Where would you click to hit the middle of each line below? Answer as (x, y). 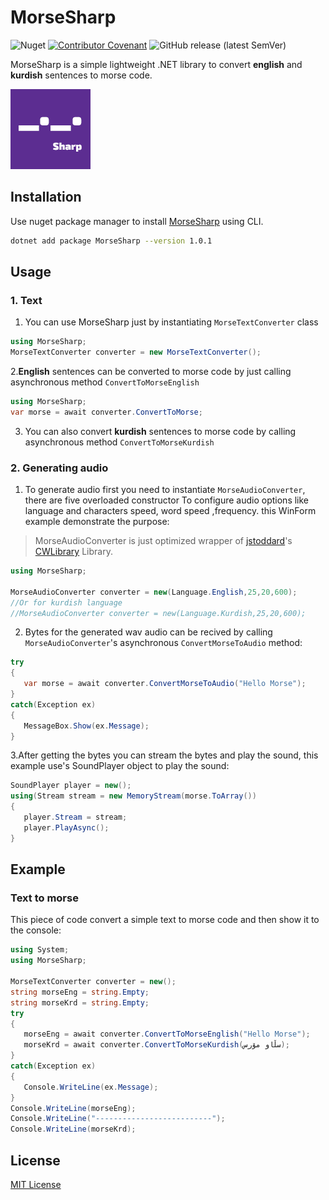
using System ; (40, 950)
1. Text (26, 300)
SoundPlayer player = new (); (71, 786)
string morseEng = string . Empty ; (80, 992)
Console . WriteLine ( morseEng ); (73, 1108)
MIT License (36, 1184)
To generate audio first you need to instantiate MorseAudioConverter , (165, 490)
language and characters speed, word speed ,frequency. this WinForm (170, 511)
